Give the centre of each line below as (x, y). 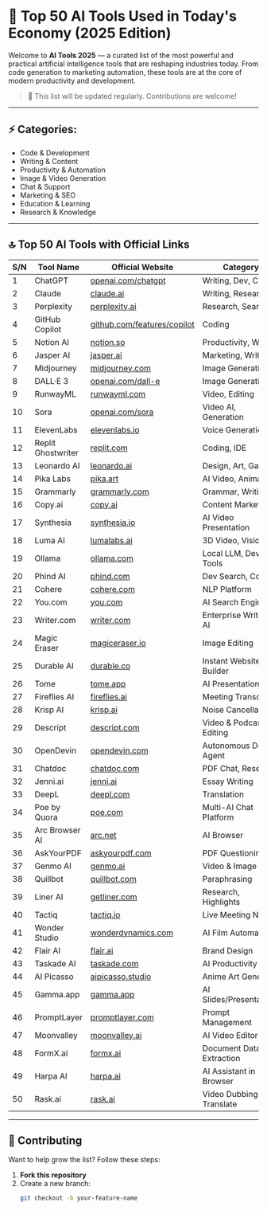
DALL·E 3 (52, 381)
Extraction (221, 1058)
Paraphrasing (227, 879)
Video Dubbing (230, 1094)
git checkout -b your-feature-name (79, 1198)
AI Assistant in (229, 1071)
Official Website (142, 267)
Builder (215, 671)
